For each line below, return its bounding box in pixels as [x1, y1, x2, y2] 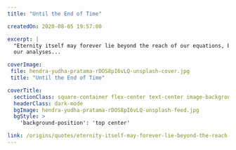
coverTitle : [7, 87, 42, 94]
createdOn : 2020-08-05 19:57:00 [7, 22, 102, 30]
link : [7, 132, 23, 139]
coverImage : [7, 61, 42, 69]
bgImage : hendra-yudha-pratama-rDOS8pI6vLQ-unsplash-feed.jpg [13, 107, 199, 114]
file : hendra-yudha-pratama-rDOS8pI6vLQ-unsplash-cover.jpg [10, 68, 190, 75]
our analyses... [13, 48, 61, 56]
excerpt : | [7, 36, 39, 43]
